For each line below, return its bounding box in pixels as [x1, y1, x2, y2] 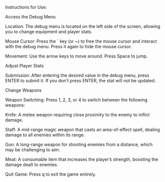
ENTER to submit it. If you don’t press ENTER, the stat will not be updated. [5, 78, 156, 83]
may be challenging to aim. [5, 147, 60, 153]
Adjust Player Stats [5, 63, 44, 68]
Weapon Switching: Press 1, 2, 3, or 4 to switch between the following [5, 97, 148, 103]
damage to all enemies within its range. [5, 132, 85, 138]
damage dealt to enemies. [5, 162, 58, 168]
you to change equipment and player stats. [5, 29, 93, 34]
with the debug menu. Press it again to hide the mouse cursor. [5, 44, 132, 49]
